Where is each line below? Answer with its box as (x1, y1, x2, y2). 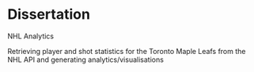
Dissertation (7, 5, 90, 23)
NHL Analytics (7, 31, 55, 41)
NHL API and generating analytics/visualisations (7, 55, 164, 64)
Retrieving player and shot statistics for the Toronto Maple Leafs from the (7, 46, 246, 56)
